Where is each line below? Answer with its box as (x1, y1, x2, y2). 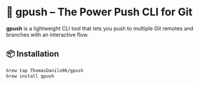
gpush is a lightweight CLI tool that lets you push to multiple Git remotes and (6, 25, 194, 32)
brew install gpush (6, 73, 55, 79)
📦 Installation (6, 49, 59, 59)
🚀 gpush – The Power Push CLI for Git (6, 5, 193, 19)
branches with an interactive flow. (6, 31, 89, 38)
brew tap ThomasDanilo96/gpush (6, 67, 84, 73)
